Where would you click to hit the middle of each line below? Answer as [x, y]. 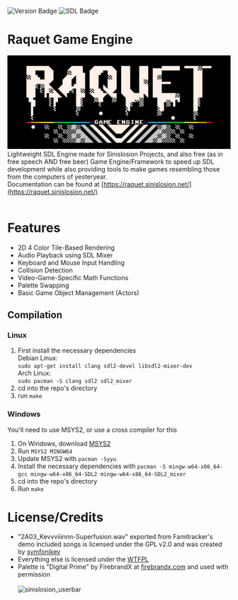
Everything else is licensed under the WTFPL [83, 560]
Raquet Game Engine [70, 40]
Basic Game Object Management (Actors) [78, 293]
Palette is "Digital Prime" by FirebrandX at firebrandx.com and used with [123, 567]
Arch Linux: [34, 373]
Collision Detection [45, 270]
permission [34, 574]
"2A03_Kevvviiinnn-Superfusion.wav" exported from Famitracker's [115, 537]
